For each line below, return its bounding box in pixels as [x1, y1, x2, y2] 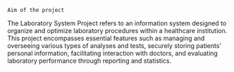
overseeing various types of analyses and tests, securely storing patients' [7, 42, 222, 49]
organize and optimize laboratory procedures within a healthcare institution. [7, 27, 228, 35]
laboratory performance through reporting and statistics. [7, 56, 171, 65]
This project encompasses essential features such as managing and [7, 34, 205, 42]
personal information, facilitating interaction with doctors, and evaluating [7, 49, 218, 57]
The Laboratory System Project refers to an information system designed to [7, 19, 227, 28]
